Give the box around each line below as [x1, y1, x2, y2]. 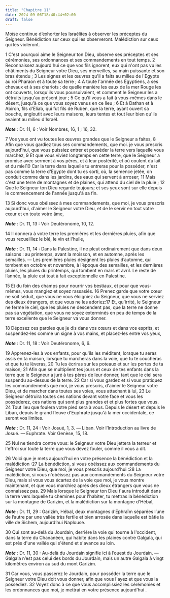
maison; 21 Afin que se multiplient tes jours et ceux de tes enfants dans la [5, 366, 159, 373]
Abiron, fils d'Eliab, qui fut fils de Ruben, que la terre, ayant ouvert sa [5, 105, 149, 112]
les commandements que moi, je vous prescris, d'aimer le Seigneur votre [5, 383, 158, 389]
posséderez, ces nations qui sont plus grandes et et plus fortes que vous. [5, 399, 159, 405]
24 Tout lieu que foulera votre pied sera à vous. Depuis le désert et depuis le [5, 404, 165, 410]
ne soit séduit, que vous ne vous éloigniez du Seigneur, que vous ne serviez [5, 294, 164, 300]
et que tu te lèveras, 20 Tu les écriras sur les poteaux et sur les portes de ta [5, 361, 163, 367]
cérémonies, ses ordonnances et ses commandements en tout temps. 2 [5, 57, 155, 63]
